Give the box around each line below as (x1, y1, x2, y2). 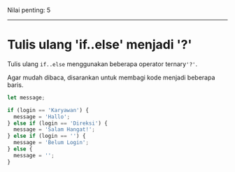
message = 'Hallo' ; (13, 113, 71, 120)
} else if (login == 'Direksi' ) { (7, 120, 108, 127)
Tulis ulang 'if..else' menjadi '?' (7, 37, 192, 53)
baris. (7, 80, 24, 89)
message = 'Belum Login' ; (13, 139, 90, 146)
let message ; (7, 94, 45, 101)
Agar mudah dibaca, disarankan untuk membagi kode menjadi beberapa (7, 73, 215, 81)
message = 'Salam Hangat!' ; (13, 126, 96, 133)
